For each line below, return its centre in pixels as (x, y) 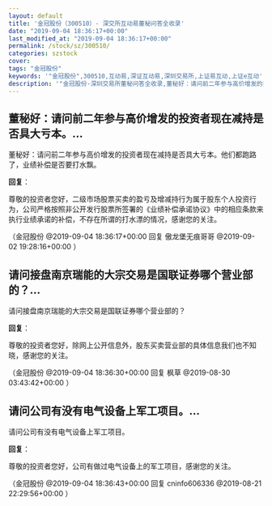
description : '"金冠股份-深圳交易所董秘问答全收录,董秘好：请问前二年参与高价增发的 (136, 83)
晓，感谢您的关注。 (40, 355)
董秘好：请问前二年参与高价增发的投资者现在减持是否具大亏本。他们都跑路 (132, 155)
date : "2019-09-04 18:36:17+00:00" (68, 31)
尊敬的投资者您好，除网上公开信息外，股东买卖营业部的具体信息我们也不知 (132, 346)
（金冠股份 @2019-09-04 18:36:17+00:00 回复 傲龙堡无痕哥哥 (112, 236)
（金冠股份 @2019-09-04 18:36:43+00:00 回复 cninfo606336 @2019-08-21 (135, 483)
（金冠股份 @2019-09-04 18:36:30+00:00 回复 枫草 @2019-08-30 (119, 372)
